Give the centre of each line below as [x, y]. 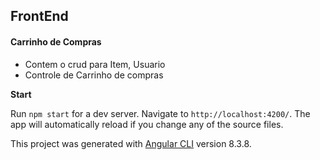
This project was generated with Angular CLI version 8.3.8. [131, 143]
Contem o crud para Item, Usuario [95, 64]
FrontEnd [39, 16]
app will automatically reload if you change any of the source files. [147, 124]
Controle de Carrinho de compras [94, 75]
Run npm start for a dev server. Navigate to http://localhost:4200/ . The [160, 113]
